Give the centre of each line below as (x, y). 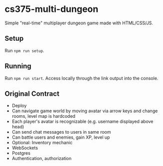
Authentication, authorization (42, 159)
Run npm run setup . (24, 50)
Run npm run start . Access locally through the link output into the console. (81, 78)
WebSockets (25, 148)
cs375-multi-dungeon (52, 9)
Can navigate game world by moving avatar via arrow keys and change (85, 111)
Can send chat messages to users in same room (61, 132)
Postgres (21, 153)
